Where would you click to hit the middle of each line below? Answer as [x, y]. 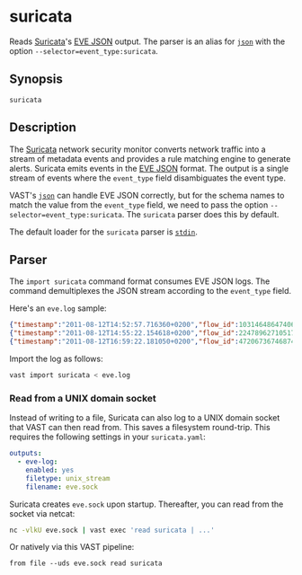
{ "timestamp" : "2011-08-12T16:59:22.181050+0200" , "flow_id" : [124, 342]
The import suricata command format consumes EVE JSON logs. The [140, 281]
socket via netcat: [42, 513]
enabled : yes [50, 470]
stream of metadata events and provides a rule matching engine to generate [150, 158]
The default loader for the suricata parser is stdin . [103, 232]
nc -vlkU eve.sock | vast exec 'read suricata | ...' [112, 530]
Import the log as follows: [56, 358]
